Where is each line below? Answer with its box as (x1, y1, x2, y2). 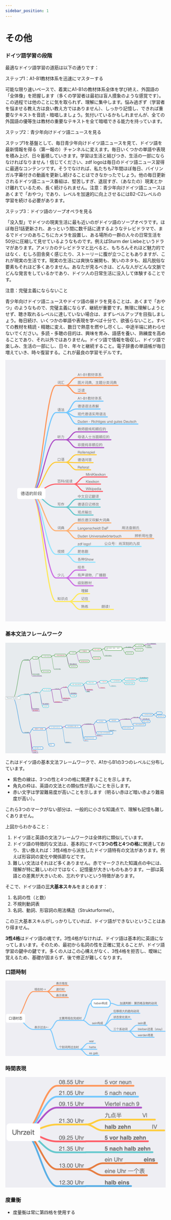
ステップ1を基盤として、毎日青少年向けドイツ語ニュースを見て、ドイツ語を (5, 140, 163, 146)
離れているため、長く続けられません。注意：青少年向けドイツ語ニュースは (9, 184, 165, 191)
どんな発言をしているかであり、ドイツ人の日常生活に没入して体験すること (5, 270, 161, 276)
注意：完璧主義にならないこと (5, 288, 68, 294)
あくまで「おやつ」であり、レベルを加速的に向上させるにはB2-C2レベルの (5, 191, 162, 197)
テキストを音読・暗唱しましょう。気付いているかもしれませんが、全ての (14, 112, 165, 118)
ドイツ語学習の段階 (5, 52, 52, 59)
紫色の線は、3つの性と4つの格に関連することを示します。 (12, 776, 134, 782)
